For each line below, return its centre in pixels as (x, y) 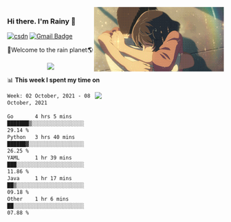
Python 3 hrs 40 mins (41, 137)
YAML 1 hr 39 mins (40, 158)
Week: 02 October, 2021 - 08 (49, 96)
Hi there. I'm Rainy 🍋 (42, 21)
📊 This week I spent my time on (54, 80)
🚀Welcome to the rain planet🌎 (50, 50)
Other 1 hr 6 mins (38, 199)
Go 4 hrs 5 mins (40, 117)
